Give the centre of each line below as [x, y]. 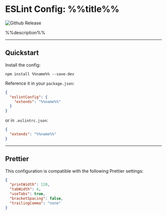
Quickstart [22, 53]
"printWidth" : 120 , [30, 185]
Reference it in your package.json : [40, 83]
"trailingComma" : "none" [35, 203]
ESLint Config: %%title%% [62, 9]
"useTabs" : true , [28, 194]
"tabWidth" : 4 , [25, 189]
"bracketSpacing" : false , [37, 199]
